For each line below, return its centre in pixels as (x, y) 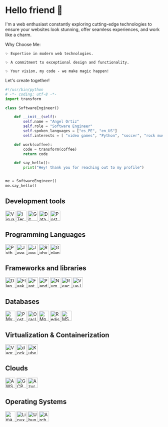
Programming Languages (45, 235)
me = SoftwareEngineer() (31, 181)
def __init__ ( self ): (35, 117)
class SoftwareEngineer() (32, 108)
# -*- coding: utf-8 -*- (31, 94)
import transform (23, 99)
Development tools (35, 201)
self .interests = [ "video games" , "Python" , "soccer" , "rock (89, 135)
